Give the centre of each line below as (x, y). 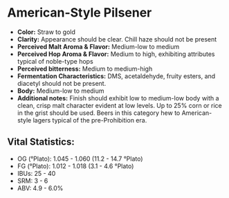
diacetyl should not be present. (62, 83)
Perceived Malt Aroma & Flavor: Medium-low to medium (98, 46)
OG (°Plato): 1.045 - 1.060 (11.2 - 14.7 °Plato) (80, 159)
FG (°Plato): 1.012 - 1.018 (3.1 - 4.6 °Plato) (75, 166)
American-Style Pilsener (80, 13)
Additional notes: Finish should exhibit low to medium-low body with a (118, 98)
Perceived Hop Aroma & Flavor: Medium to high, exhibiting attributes (116, 54)
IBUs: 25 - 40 (36, 173)
